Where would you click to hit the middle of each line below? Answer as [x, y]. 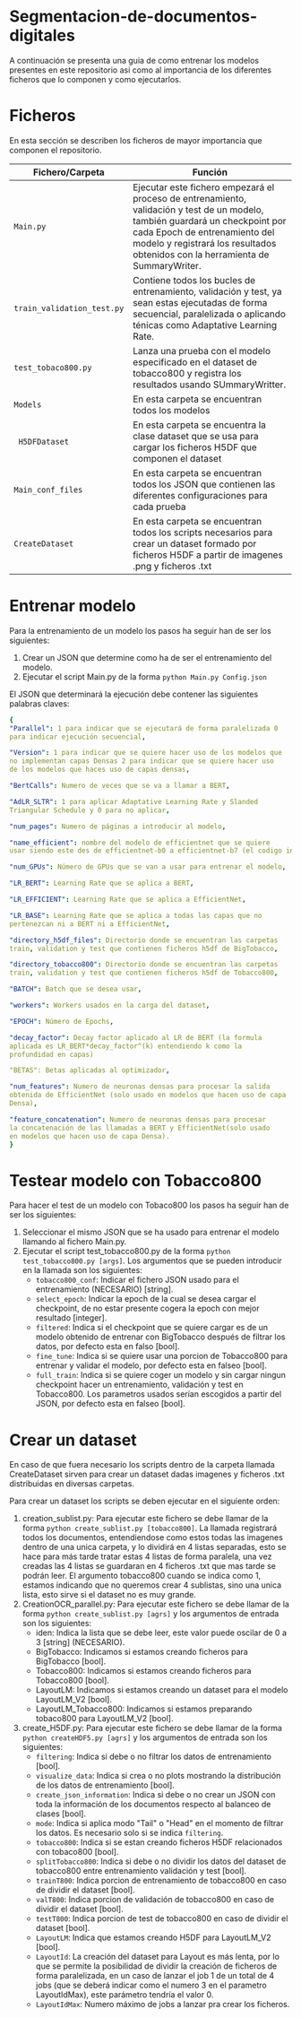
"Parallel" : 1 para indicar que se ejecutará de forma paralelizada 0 [144, 728]
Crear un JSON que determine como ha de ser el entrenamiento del [147, 657]
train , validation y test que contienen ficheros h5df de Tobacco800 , [144, 973]
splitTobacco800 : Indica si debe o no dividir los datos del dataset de [161, 1861]
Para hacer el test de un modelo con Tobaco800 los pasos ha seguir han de [149, 1205]
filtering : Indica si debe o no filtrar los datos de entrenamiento [153, 1757]
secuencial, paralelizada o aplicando [210, 314]
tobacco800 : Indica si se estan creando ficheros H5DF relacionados [159, 1842]
